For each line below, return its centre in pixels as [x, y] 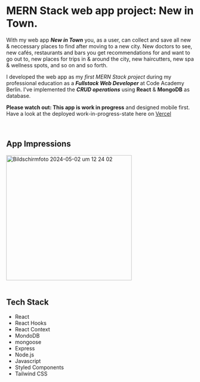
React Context [32, 329]
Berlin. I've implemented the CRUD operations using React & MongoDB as [98, 89]
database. [19, 95]
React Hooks [30, 323]
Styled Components [39, 367]
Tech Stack [27, 302]
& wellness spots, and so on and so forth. [57, 65]
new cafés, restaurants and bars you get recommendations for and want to [98, 52]
